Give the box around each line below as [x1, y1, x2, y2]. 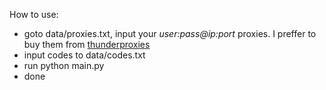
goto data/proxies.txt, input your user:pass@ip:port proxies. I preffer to [23, 28, 317, 39]
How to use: [9, 9, 59, 20]
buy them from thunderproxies [23, 39, 151, 50]
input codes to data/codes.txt [23, 49, 146, 61]
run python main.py [23, 60, 105, 71]
